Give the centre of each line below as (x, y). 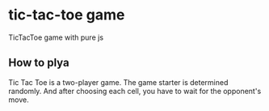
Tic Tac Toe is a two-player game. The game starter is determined (118, 82)
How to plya (39, 63)
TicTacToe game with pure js (56, 37)
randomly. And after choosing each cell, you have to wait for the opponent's (135, 91)
